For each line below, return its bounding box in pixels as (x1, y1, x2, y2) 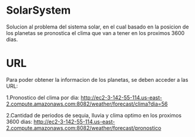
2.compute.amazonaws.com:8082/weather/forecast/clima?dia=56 (6, 100, 168, 107)
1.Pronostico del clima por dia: (6, 94, 80, 101)
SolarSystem (6, 4, 71, 17)
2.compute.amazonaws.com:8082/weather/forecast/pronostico (6, 124, 162, 131)
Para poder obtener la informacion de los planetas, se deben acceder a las (6, 76, 188, 83)
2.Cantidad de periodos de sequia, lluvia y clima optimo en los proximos (6, 111, 182, 119)
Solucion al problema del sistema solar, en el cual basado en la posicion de (6, 23, 189, 30)
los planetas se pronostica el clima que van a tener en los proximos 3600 (6, 29, 185, 36)
